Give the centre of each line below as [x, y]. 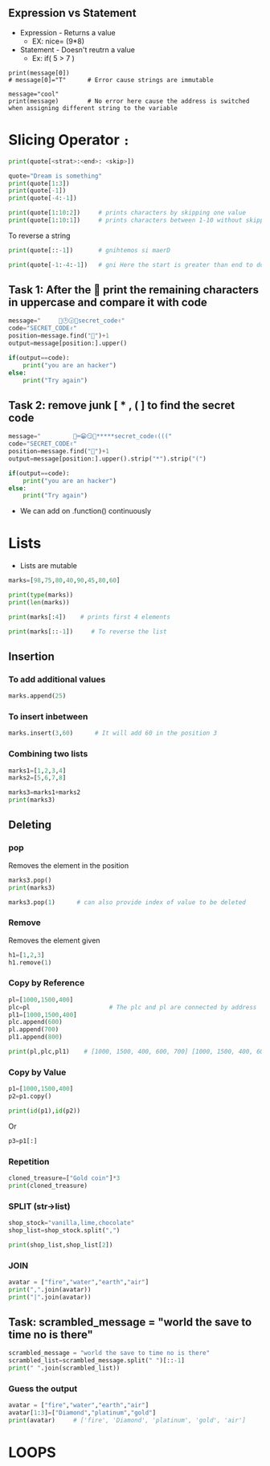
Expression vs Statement [72, 13]
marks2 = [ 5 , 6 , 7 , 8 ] [37, 778]
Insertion [31, 656]
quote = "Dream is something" [55, 176]
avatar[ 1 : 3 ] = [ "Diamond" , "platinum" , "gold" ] [82, 1413]
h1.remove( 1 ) [30, 962]
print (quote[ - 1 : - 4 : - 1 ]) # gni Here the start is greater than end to [131, 264]
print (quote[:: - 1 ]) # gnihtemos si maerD [90, 250]
